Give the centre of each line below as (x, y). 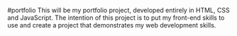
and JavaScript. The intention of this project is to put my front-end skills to (116, 18)
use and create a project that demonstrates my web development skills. (112, 25)
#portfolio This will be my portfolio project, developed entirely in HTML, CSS (118, 10)
